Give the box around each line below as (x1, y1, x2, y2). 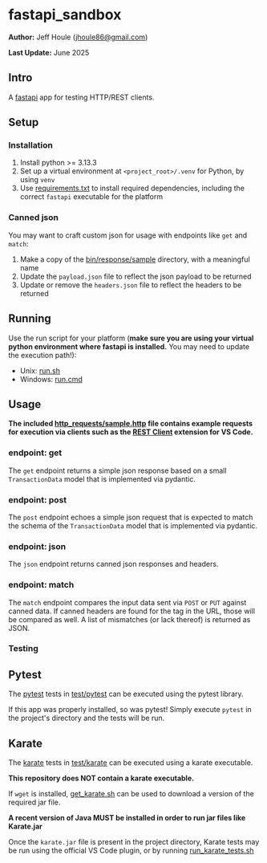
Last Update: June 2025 (8, 47, 90, 57)
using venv (19, 175, 55, 185)
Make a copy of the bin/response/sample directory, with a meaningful (19, 254, 250, 264)
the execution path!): (8, 350, 77, 360)
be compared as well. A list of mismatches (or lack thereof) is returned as (8, 614, 251, 624)
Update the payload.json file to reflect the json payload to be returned (19, 271, 252, 281)
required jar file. (8, 797, 61, 808)
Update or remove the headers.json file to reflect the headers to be (19, 279, 242, 290)
